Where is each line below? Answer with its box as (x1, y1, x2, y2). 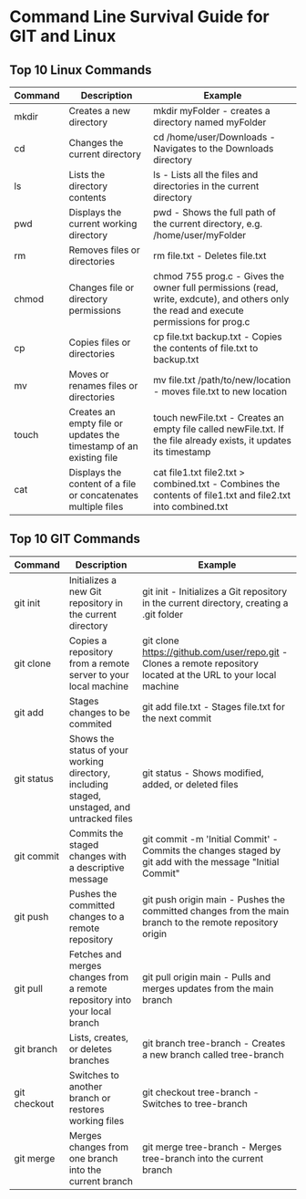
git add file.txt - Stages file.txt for (142, 700, 285, 713)
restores (68, 1102, 105, 1115)
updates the (68, 429, 120, 441)
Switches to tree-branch (142, 1097, 249, 1110)
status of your (68, 744, 129, 756)
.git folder (142, 608, 184, 620)
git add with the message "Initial (142, 855, 280, 868)
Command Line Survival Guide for (9, 6, 270, 27)
